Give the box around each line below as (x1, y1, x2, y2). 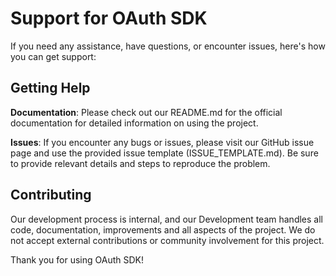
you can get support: (10, 50, 97, 62)
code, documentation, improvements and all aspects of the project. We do (10, 223, 316, 236)
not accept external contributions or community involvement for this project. (10, 234, 325, 246)
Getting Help (10, 80, 91, 97)
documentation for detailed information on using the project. (10, 117, 259, 129)
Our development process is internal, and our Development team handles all (10, 213, 323, 225)
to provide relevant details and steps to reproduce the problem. (10, 157, 271, 169)
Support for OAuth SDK (10, 7, 208, 30)
